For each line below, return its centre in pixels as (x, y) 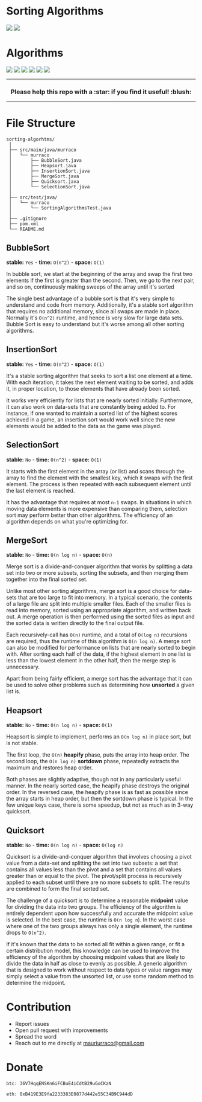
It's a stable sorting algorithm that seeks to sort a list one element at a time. (99, 376)
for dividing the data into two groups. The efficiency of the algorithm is (94, 906)
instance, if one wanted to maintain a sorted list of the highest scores (92, 413)
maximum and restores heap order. (50, 767)
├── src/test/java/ (33, 197)
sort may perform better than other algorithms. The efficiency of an (90, 515)
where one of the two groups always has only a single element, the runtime (99, 926)
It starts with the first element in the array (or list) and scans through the (95, 471)
